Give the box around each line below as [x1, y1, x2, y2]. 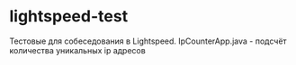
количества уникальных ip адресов [9, 45, 146, 55]
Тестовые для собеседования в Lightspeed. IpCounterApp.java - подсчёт [9, 36, 287, 46]
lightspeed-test [9, 6, 129, 27]
